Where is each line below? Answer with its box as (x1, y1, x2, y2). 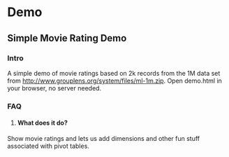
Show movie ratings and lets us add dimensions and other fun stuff (7, 135, 200, 142)
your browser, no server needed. (7, 83, 102, 92)
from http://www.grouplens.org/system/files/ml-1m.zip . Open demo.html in (7, 76, 222, 85)
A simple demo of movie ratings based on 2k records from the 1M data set (7, 69, 221, 77)
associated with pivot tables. (7, 142, 89, 150)
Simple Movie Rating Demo (7, 32, 127, 44)
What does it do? (17, 118, 68, 127)
